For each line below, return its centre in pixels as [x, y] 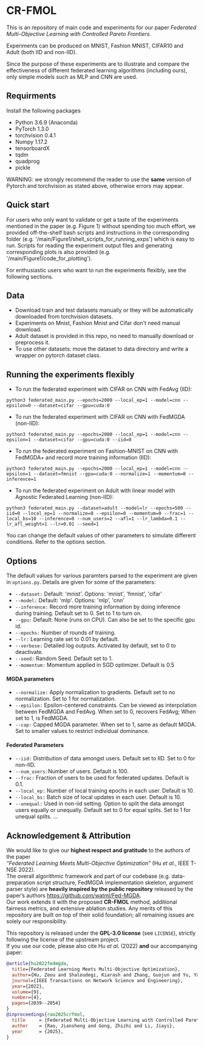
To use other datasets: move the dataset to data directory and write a [102, 349]
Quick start [28, 205]
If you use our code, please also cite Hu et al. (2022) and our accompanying [102, 946]
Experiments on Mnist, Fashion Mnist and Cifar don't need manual [97, 323]
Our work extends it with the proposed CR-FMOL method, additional [92, 902]
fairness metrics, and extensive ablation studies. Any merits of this [90, 909]
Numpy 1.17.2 [31, 142]
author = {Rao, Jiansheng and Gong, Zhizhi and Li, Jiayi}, [93, 1026]
